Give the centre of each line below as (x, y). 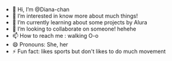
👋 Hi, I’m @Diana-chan (41, 9)
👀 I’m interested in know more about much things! (75, 16)
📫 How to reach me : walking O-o (55, 36)
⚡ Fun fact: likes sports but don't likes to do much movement (89, 51)
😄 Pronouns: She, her (40, 45)
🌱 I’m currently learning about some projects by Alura (80, 22)
